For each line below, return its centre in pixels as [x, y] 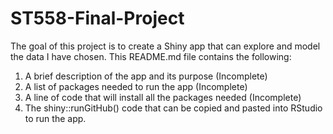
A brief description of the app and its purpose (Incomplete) [146, 76]
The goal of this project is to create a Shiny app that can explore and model [165, 46]
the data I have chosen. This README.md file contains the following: [151, 56]
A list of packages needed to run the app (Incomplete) [136, 86]
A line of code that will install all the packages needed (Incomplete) [163, 97]
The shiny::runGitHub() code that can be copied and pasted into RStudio [173, 108]
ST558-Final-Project [97, 18]
